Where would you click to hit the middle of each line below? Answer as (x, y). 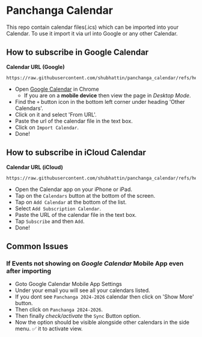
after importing (29, 271)
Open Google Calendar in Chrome (57, 89)
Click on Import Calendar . (47, 127)
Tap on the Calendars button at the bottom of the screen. (85, 195)
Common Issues (37, 246)
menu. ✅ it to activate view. (49, 329)
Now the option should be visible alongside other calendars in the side (102, 323)
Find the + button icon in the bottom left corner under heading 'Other (100, 102)
